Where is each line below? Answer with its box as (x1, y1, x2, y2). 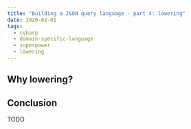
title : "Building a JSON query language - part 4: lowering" (7, 10, 186, 17)
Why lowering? (7, 73, 74, 86)
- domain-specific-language (13, 36, 94, 43)
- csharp (13, 29, 38, 36)
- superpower (13, 42, 51, 49)
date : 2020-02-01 (7, 16, 57, 23)
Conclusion (7, 97, 58, 108)
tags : (7, 23, 23, 30)
